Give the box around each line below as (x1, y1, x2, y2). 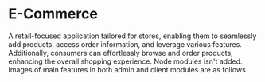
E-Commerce (8, 5, 98, 23)
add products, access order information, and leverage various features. (8, 39, 243, 49)
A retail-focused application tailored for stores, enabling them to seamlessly (8, 31, 257, 41)
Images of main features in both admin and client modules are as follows (8, 64, 247, 74)
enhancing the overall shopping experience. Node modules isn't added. (8, 57, 243, 66)
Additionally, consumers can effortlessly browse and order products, (8, 48, 233, 57)
